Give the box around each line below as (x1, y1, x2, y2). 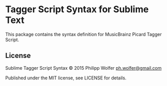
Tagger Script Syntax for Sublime (5, 4, 149, 15)
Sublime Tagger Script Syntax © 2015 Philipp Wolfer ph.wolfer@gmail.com (5, 65, 162, 71)
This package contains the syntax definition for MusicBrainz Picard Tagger (5, 31, 162, 37)
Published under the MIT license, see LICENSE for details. (5, 75, 127, 81)
